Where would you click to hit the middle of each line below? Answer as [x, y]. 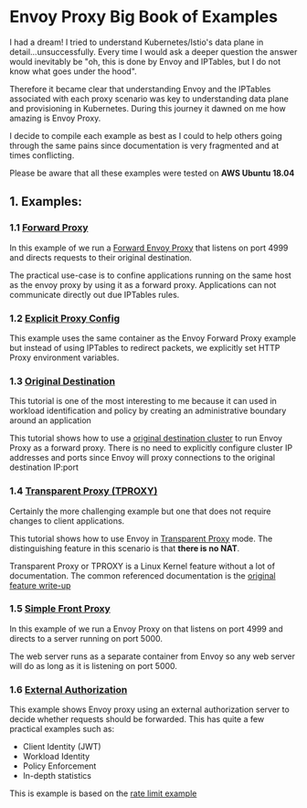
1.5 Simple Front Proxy [60, 609]
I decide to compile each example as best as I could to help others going [146, 135]
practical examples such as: [62, 729]
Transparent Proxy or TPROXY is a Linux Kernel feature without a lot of [143, 566]
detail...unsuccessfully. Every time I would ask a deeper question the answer [153, 51]
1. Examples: [46, 202]
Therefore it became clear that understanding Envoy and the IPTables [140, 89]
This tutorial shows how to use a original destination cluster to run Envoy [146, 438]
